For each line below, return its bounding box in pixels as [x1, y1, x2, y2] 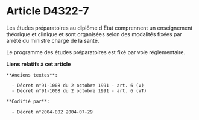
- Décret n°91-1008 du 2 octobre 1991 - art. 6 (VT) [11, 87, 147, 94]
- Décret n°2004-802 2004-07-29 [11, 109, 93, 115]
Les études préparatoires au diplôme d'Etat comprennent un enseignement [6, 24, 193, 31]
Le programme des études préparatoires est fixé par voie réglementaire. [6, 48, 186, 55]
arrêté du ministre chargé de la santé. [6, 37, 99, 44]
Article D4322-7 [6, 4, 89, 18]
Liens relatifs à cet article [6, 60, 71, 68]
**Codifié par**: [6, 98, 50, 104]
